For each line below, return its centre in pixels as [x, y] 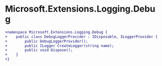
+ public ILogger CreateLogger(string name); [60, 46]
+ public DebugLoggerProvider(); [47, 41]
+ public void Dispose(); [39, 50]
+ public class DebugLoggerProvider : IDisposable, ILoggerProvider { [81, 37]
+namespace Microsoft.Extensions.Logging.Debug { [56, 32]
